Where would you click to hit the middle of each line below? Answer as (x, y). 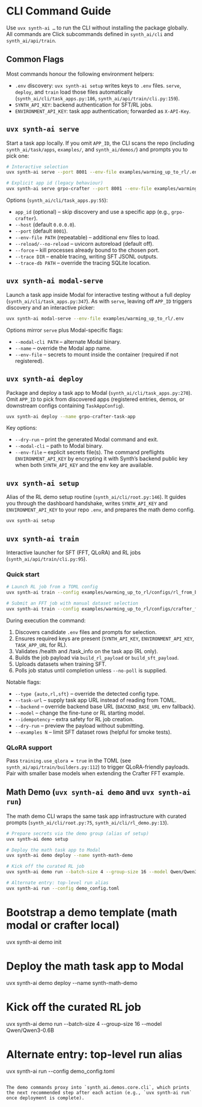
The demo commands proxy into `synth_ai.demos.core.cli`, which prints (98, 1087)
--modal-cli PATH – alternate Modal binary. (68, 341)
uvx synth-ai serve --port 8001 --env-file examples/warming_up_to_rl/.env (103, 172)
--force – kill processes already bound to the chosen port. (87, 250)
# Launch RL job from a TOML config (52, 587)
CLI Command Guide (59, 11)
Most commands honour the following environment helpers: (80, 74)
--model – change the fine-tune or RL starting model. (80, 713)
